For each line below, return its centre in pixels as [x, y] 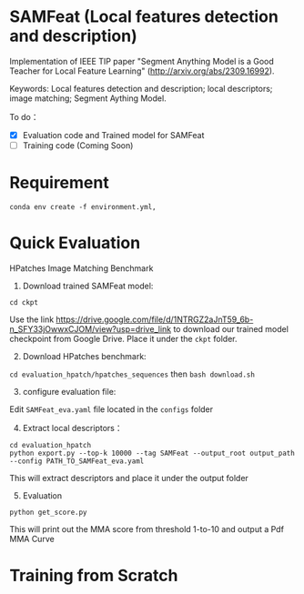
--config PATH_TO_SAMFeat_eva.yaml [77, 461]
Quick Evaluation [75, 243]
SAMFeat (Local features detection [144, 17]
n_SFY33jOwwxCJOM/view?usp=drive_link [90, 328]
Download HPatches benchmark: [85, 356]
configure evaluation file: [69, 391]
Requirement [59, 183]
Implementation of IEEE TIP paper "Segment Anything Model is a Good [142, 61]
